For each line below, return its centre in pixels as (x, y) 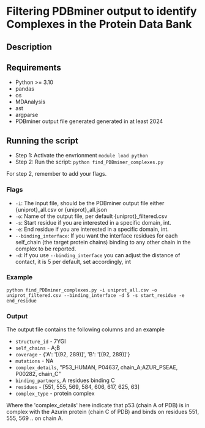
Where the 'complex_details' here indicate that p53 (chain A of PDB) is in (98, 405)
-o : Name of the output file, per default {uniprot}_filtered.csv (91, 216)
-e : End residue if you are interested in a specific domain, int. (92, 229)
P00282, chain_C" (38, 374)
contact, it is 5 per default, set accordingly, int (73, 261)
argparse (27, 115)
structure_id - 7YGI (40, 342)
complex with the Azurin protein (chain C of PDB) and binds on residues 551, (103, 412)
